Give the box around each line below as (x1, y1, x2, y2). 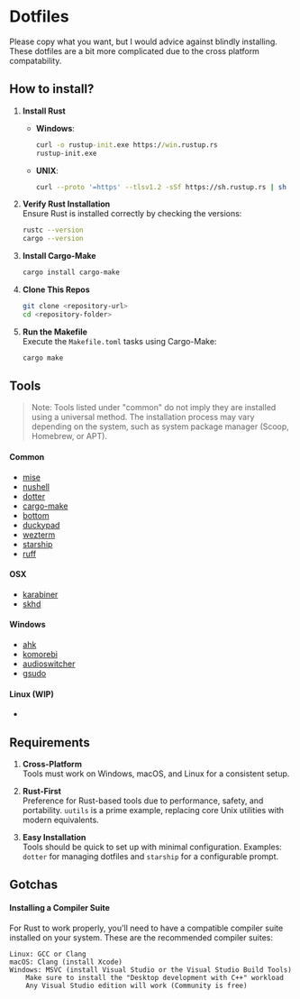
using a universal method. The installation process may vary (31, 412, 255, 423)
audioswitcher (22, 658, 76, 669)
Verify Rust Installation (22, 198, 111, 209)
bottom (22, 509, 50, 520)
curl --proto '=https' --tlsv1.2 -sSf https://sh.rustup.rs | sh (35, 182, 286, 191)
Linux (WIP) (9, 688, 54, 700)
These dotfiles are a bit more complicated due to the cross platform (9, 45, 259, 56)
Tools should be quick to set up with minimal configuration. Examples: (22, 841, 282, 853)
